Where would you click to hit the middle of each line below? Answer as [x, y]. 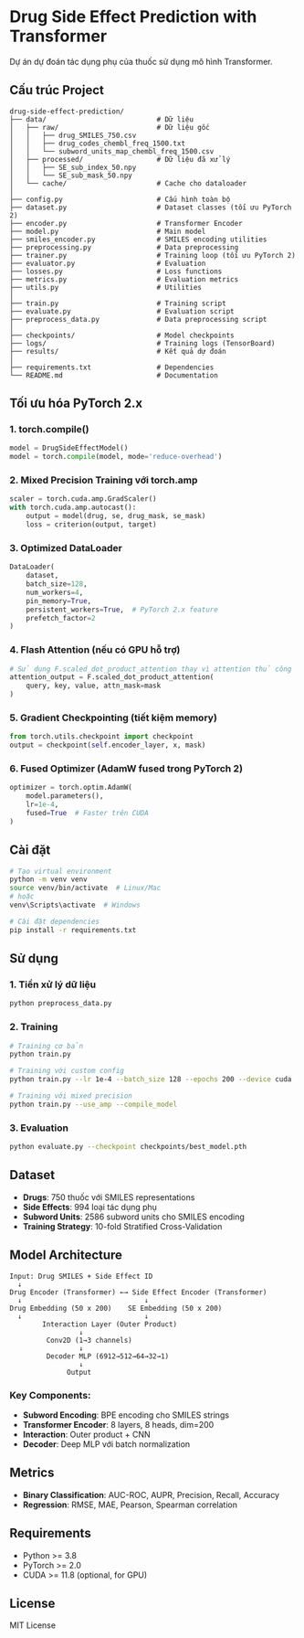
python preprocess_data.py [61, 1004]
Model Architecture [66, 1255]
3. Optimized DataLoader [66, 548]
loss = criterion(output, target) [91, 525]
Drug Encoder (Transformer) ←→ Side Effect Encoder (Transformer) [138, 1292]
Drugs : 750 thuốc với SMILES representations [109, 1197]
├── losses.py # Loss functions [116, 271]
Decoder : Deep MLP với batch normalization [106, 1444]
